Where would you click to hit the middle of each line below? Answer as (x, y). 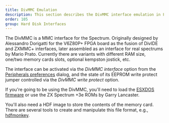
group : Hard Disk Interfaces (36, 24)
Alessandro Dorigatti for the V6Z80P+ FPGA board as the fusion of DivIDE (82, 44)
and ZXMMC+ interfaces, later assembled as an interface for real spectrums (84, 49)
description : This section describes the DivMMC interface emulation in (83, 15)
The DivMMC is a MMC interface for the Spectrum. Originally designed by (82, 38)
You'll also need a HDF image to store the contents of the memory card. (79, 105)
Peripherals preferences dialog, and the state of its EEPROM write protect (81, 75)
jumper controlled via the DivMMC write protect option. (62, 80)
